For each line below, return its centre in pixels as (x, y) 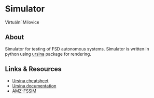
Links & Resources (33, 69)
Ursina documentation (34, 86)
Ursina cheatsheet (30, 81)
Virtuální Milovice (22, 22)
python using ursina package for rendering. (48, 54)
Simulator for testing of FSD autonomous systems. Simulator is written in (77, 49)
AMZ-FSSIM (24, 91)
